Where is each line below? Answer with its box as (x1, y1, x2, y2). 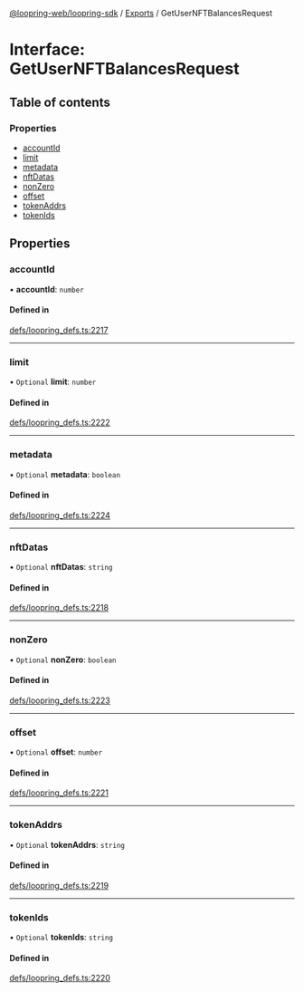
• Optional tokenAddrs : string (9, 839, 125, 850)
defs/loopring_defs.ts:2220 (9, 973, 111, 984)
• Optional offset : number (9, 746, 103, 757)
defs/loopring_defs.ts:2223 (9, 695, 110, 706)
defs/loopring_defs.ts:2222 (9, 417, 110, 429)
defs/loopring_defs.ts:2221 (9, 787, 109, 798)
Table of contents (9, 94, 110, 110)
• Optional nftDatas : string (9, 562, 113, 573)
